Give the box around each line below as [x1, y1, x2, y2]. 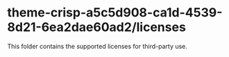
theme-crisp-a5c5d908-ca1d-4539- [7, 5, 223, 21]
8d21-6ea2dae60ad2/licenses [7, 19, 186, 35]
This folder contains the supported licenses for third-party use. [7, 42, 187, 50]
